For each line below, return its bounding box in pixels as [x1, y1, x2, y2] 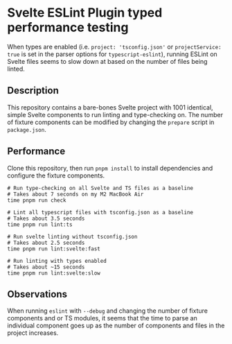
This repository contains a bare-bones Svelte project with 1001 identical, [7, 103, 213, 112]
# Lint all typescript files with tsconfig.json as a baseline [7, 209, 194, 216]
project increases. [7, 329, 59, 337]
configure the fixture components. [7, 171, 105, 180]
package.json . [7, 125, 46, 133]
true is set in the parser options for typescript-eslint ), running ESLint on [7, 50, 218, 58]
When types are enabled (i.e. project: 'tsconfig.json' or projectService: [7, 42, 222, 51]
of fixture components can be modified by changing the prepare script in [7, 118, 215, 126]
